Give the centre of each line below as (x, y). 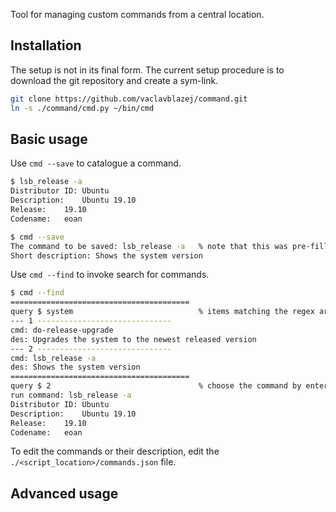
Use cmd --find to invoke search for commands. (110, 275)
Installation (46, 45)
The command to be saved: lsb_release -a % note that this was (149, 246)
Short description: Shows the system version (106, 255)
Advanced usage (64, 493)
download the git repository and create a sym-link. (114, 80)
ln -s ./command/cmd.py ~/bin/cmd (82, 108)
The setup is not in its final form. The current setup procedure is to (147, 70)
